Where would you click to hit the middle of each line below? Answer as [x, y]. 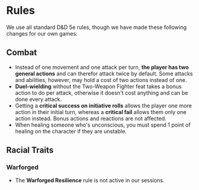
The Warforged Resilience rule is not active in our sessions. [90, 180]
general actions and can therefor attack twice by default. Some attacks [104, 74]
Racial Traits [30, 150]
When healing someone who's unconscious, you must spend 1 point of [103, 125]
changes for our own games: [42, 33]
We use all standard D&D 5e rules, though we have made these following [96, 27]
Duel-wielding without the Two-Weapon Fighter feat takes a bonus [98, 86]
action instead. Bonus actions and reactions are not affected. [91, 118]
